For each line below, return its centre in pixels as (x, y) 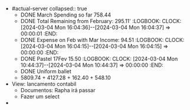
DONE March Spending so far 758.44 (66, 15)
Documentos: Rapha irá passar (58, 90)
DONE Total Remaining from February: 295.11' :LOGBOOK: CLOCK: (101, 21)
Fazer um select (40, 96)
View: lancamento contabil (44, 84)
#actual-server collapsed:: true (49, 9)
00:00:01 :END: (39, 34)
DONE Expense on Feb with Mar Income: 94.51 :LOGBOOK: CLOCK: (102, 40)
